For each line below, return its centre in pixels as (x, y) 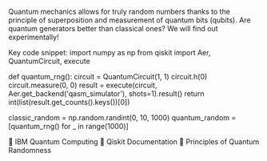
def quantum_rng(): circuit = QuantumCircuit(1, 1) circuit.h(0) (108, 76)
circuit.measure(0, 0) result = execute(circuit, (83, 85)
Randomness (30, 150)
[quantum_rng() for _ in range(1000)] (69, 126)
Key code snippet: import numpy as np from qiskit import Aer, (110, 52)
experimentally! (34, 37)
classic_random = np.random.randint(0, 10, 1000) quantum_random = (122, 118)
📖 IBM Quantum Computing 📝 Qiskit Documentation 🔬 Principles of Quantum (134, 142)
